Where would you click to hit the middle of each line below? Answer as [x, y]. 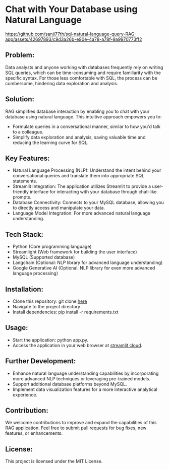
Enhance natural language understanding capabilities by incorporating [86, 373]
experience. [25, 394]
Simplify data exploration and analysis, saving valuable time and [79, 137]
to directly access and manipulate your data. [59, 208]
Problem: [20, 55]
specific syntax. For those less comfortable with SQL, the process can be [81, 78]
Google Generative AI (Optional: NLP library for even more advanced [84, 268]
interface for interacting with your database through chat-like [93, 192]
